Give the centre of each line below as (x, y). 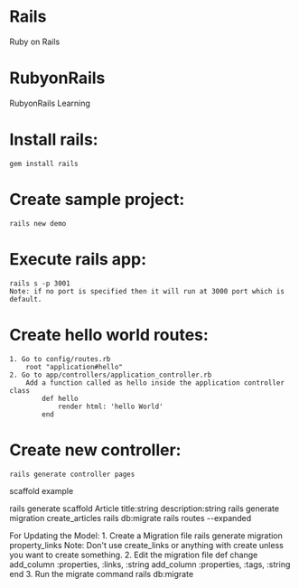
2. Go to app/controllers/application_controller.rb (111, 375)
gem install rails (44, 163)
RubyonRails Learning (50, 103)
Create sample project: (97, 200)
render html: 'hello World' (111, 406)
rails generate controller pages (72, 474)
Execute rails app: (78, 259)
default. (26, 299)
